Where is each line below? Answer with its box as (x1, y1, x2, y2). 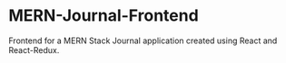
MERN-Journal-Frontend (8, 5, 199, 26)
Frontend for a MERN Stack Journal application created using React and (8, 35, 278, 46)
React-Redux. (8, 44, 60, 55)
